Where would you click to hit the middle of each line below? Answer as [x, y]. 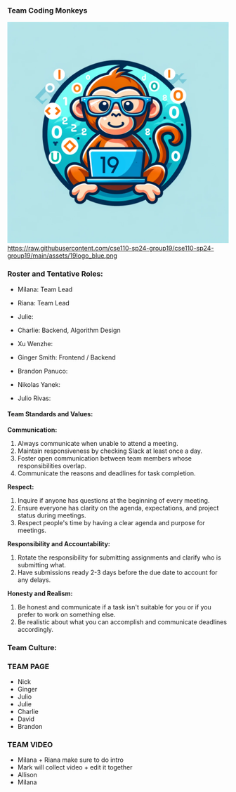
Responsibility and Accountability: [59, 543]
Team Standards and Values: [50, 414]
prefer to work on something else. [66, 614]
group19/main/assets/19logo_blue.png [63, 256]
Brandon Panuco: [42, 371]
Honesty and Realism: [40, 593]
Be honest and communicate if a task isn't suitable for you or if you [114, 607]
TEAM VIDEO [30, 744]
